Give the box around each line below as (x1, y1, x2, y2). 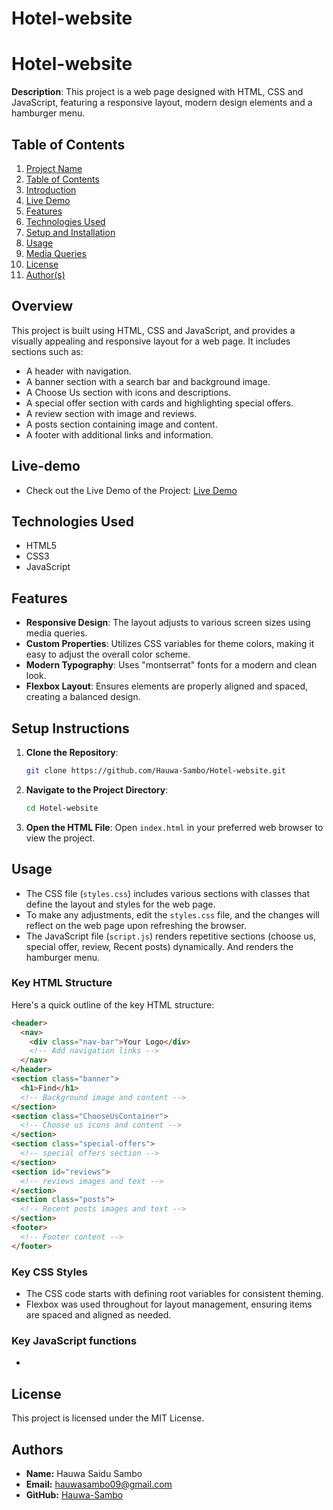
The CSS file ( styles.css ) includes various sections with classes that (25, 887, 310, 899)
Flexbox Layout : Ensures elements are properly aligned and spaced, (25, 680, 309, 692)
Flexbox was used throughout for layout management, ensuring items (25, 1298, 313, 1311)
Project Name (25, 162, 83, 174)
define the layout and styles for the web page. (25, 898, 216, 910)
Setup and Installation (25, 226, 116, 238)
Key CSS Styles (11, 1265, 88, 1279)
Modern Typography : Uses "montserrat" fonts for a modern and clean (25, 659, 318, 671)
